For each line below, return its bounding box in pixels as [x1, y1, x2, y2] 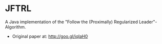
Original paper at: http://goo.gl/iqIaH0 [12, 33, 88, 39]
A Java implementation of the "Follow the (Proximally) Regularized [5, 19, 138, 25]
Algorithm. [5, 24, 26, 29]
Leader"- [139, 19, 157, 25]
